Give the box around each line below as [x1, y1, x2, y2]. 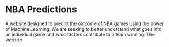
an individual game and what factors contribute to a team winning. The [5, 31, 155, 37]
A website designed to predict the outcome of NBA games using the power [5, 20, 164, 27]
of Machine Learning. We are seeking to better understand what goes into [5, 26, 162, 32]
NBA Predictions [5, 4, 77, 15]
